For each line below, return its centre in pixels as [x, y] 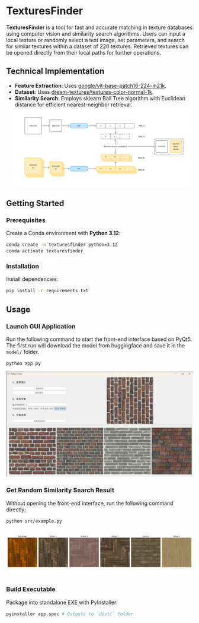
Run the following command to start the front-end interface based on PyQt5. [99, 339]
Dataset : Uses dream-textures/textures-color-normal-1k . [84, 92]
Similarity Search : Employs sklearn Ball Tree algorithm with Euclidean [100, 98]
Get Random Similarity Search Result [60, 490]
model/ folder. [23, 352]
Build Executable [31, 589]
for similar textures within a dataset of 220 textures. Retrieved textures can [97, 46]
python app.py [24, 363]
